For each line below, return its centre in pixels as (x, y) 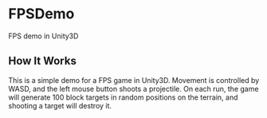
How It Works (43, 61)
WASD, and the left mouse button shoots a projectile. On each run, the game (133, 88)
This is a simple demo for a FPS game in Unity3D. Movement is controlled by (134, 80)
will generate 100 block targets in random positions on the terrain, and (123, 97)
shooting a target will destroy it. (60, 105)
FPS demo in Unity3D (43, 36)
